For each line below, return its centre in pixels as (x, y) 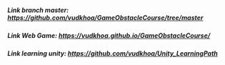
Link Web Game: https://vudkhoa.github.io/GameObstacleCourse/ (109, 35)
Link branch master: (38, 10)
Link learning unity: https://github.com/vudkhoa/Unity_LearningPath (112, 54)
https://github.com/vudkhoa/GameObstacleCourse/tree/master (105, 17)
